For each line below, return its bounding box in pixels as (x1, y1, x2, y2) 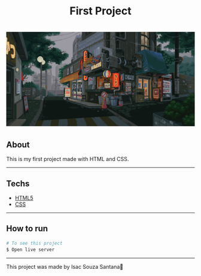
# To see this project (6, 240, 63, 246)
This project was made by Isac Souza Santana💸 (6, 263, 124, 270)
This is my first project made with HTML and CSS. (6, 156, 129, 163)
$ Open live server (6, 247, 55, 253)
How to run (6, 223, 48, 234)
